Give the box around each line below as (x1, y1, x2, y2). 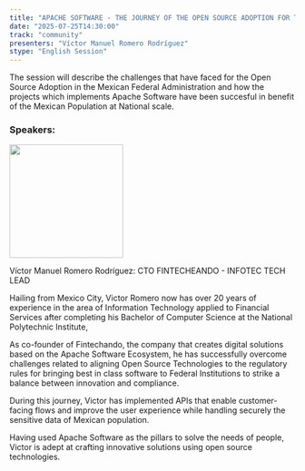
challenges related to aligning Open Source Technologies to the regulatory (9, 358, 288, 369)
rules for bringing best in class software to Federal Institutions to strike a (9, 368, 280, 379)
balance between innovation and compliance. (9, 378, 180, 388)
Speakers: (9, 123, 56, 136)
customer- (238, 396, 279, 407)
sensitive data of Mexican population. (9, 415, 150, 426)
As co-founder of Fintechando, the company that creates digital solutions (9, 339, 284, 350)
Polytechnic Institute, (9, 321, 89, 332)
